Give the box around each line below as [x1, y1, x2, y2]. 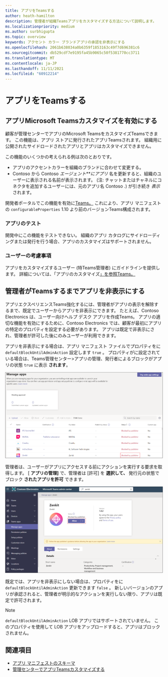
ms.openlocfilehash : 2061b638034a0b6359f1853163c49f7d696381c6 [5, 45, 140, 50]
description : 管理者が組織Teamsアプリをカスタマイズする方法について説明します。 [5, 18, 156, 23]
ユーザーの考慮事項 [5, 252, 51, 259]
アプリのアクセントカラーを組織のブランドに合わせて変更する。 [12, 164, 144, 170]
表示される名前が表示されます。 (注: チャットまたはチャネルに [29, 177, 157, 183]
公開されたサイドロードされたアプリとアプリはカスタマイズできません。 [5, 143, 154, 149]
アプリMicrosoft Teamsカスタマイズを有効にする [5, 116, 157, 125]
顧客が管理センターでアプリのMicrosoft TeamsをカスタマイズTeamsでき [5, 130, 154, 137]
